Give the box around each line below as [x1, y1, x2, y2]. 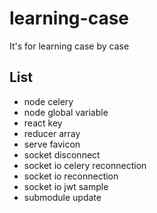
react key [23, 117, 63, 129]
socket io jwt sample [23, 180, 109, 192]
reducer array [23, 127, 81, 139]
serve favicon [23, 138, 81, 150]
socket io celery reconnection [23, 159, 147, 171]
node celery [23, 95, 74, 107]
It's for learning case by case [9, 40, 130, 52]
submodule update [23, 191, 102, 203]
